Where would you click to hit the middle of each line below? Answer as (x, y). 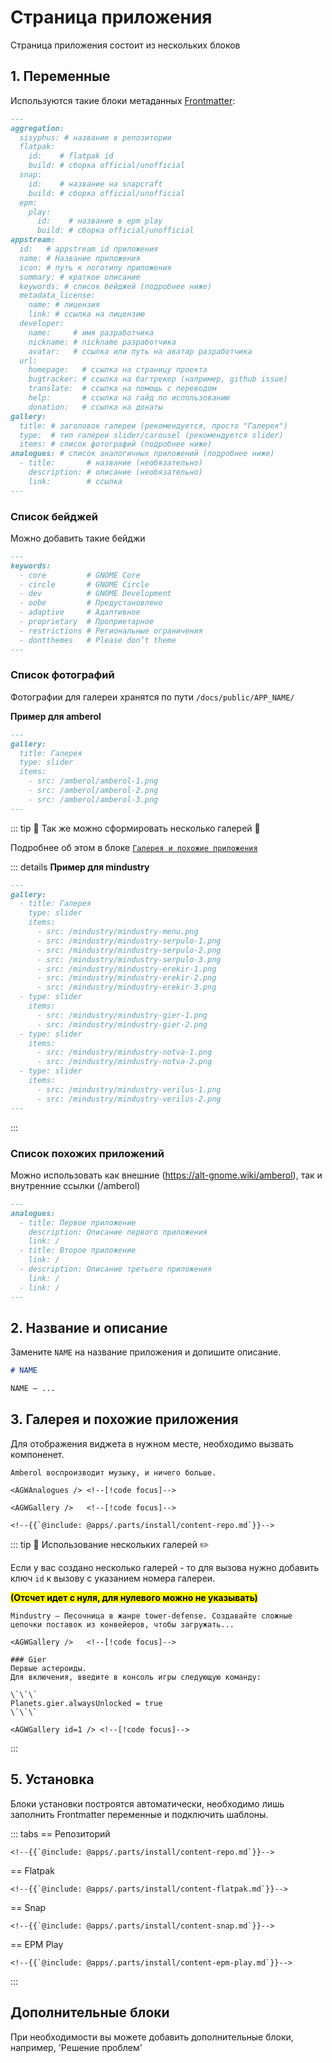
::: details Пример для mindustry (80, 867)
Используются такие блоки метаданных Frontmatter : (123, 100)
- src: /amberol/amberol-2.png (93, 791)
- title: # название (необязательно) (111, 463)
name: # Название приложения (80, 258)
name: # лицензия (64, 305)
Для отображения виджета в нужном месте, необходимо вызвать (152, 1443)
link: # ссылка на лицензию (86, 314)
